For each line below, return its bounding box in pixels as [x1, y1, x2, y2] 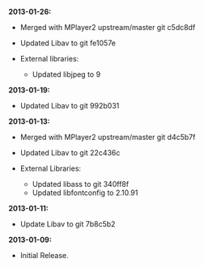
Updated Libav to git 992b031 [19, 101, 120, 110]
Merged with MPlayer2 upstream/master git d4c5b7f [19, 133, 196, 142]
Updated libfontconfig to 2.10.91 [32, 188, 138, 197]
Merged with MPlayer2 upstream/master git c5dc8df [19, 23, 196, 32]
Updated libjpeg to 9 [32, 70, 101, 79]
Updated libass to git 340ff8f [32, 180, 130, 189]
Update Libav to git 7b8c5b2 [19, 219, 116, 229]
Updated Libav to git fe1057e [19, 38, 116, 48]
